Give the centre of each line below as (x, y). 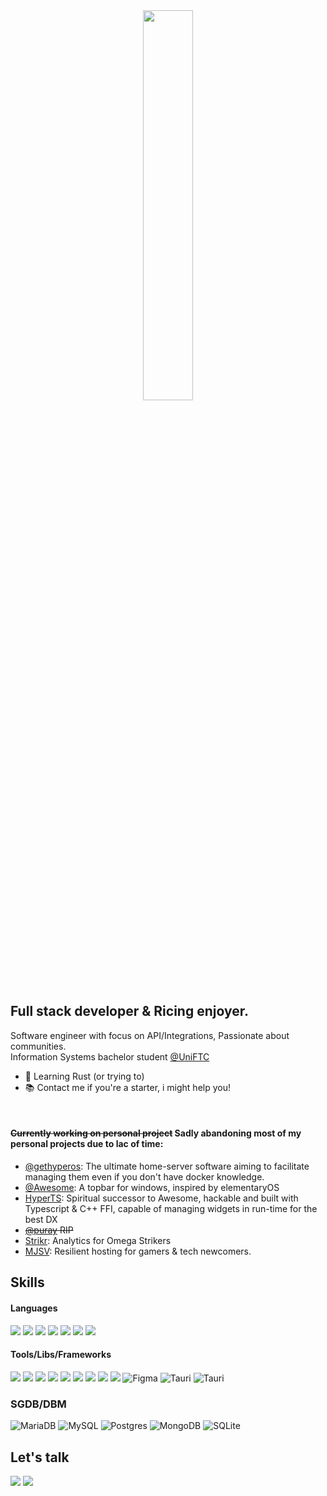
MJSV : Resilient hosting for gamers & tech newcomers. (138, 1251)
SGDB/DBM (38, 1404)
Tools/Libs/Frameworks (61, 1355)
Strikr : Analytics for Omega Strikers (98, 1241)
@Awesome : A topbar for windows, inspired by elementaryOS (152, 1188)
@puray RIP (49, 1230)
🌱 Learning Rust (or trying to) (84, 1076)
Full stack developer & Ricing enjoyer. (129, 1011)
